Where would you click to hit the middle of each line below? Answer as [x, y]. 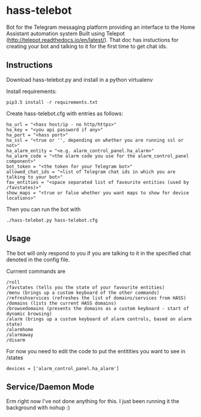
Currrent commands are [36, 271]
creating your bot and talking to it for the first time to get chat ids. [87, 46]
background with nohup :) [38, 408]
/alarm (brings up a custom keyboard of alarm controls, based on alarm [99, 319]
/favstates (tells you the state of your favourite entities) [85, 287]
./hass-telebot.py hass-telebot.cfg [52, 220]
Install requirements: [31, 91]
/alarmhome [20, 329]
